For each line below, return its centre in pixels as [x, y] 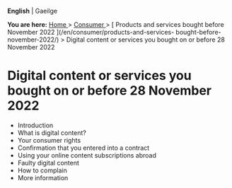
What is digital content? [52, 133]
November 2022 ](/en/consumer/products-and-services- [91, 32]
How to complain [42, 170]
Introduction [35, 125]
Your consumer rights [49, 140]
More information [43, 177]
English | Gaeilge [33, 11]
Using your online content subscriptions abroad [87, 155]
